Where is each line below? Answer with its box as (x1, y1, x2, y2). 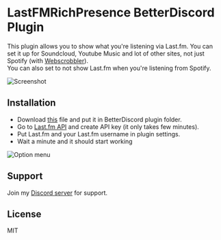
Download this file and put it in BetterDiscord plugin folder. (16, 115, 183, 123)
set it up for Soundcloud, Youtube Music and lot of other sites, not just (7, 49, 205, 58)
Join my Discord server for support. (7, 189, 108, 197)
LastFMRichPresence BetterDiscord (7, 5, 215, 21)
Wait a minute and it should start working (16, 137, 133, 145)
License (7, 208, 42, 220)
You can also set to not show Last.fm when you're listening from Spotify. (7, 64, 211, 72)
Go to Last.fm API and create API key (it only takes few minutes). (16, 122, 200, 131)
